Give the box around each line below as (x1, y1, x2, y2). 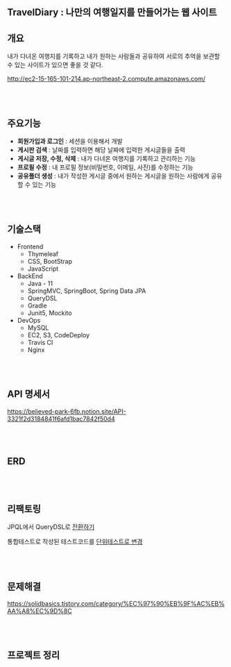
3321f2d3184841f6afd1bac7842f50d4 (7, 414, 116, 423)
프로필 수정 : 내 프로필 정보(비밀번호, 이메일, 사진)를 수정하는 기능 (17, 163, 194, 171)
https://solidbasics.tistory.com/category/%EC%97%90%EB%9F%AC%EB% (7, 600, 225, 608)
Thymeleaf (27, 249, 59, 258)
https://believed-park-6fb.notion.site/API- (7, 407, 126, 415)
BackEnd (17, 271, 43, 280)
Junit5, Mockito (27, 308, 72, 317)
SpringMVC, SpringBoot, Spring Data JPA (27, 287, 146, 295)
